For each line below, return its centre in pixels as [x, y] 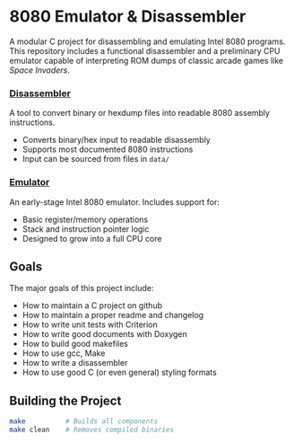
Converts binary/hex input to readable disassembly [116, 140]
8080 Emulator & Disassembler [128, 17]
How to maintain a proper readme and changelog [113, 315]
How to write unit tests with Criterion [90, 324]
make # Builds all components [84, 421]
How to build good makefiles [75, 344]
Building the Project [65, 400]
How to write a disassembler [75, 363]
